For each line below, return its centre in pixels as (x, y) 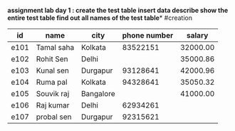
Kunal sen (52, 70)
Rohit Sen (52, 59)
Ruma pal (52, 82)
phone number (148, 35)
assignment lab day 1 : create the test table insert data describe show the (118, 10)
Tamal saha (55, 47)
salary (197, 35)
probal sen (54, 117)
